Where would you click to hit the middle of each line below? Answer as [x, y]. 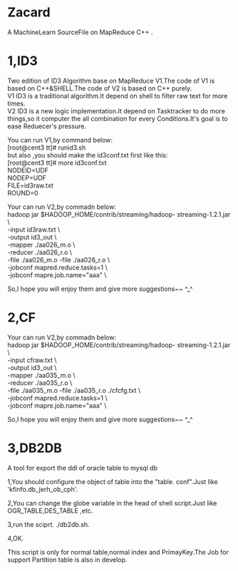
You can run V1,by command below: [60, 140]
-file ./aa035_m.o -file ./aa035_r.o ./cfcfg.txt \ [74, 390]
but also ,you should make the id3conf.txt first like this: [88, 155]
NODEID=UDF [28, 170]
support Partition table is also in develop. [67, 560]
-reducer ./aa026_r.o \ [40, 252]
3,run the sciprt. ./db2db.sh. [49, 524]
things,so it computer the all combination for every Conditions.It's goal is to [118, 118]
